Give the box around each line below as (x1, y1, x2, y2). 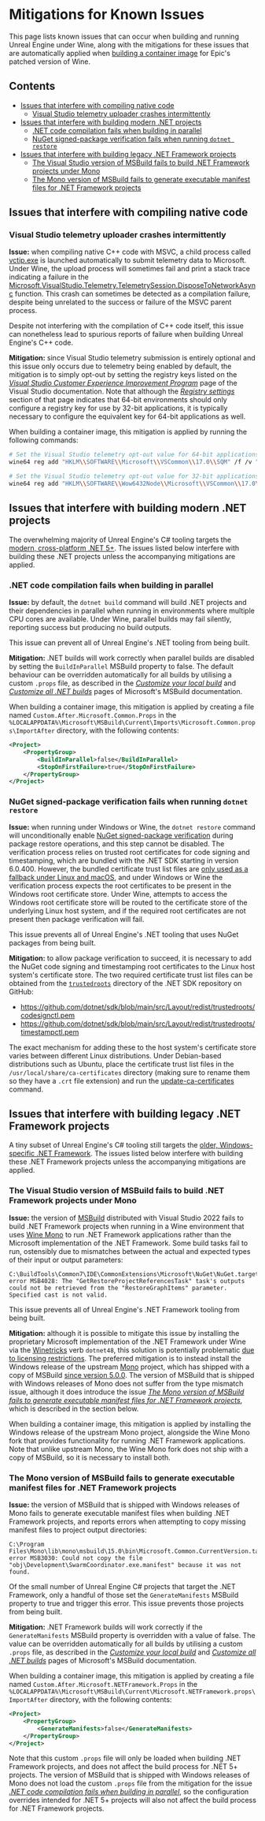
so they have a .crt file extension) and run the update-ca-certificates (9, 1076, 234, 1085)
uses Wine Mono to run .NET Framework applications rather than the (9, 1230, 231, 1239)
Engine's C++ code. (9, 338, 74, 348)
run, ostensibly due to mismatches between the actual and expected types (9, 1246, 251, 1256)
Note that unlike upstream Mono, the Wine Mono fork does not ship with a (9, 1444, 248, 1453)
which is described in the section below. (9, 1404, 139, 1413)
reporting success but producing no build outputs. (9, 623, 172, 632)
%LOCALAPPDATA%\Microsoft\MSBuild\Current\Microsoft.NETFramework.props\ (9, 1688, 256, 1696)
